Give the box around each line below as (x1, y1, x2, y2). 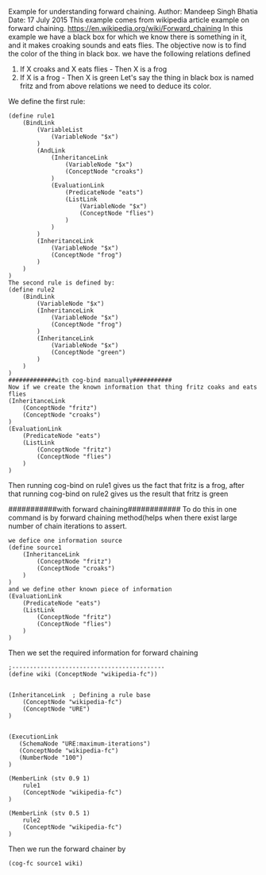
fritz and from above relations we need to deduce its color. (19, 81, 212, 91)
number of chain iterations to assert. (8, 521, 127, 531)
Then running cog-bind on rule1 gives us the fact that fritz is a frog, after (8, 481, 245, 490)
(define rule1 (8, 112, 56, 120)
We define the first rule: (8, 97, 86, 106)
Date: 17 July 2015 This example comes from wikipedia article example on (8, 15, 250, 25)
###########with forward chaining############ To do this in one (8, 505, 237, 513)
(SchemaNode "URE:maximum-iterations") (18, 740, 151, 748)
